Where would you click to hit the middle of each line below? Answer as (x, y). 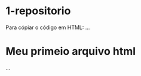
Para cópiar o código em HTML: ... (48, 27)
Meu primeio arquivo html (70, 51)
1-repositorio (38, 11)
